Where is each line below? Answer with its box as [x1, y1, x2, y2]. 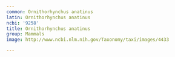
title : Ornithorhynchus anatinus [6, 25, 91, 32]
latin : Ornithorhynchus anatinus [6, 14, 91, 20]
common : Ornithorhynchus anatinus [6, 8, 94, 15]
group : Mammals [6, 31, 45, 37]
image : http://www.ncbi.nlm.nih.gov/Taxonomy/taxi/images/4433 [6, 37, 170, 43]
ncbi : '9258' [6, 20, 39, 26]
